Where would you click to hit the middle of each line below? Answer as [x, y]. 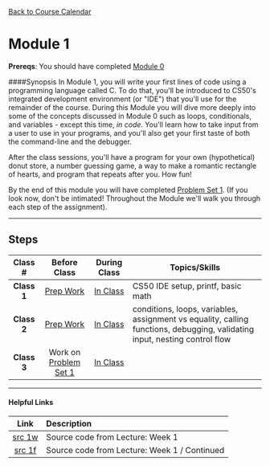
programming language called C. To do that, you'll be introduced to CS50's [133, 90]
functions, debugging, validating [193, 329]
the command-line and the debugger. [70, 141]
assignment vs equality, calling [190, 319]
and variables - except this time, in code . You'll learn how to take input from [133, 125]
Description [69, 423]
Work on [65, 352]
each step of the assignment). [58, 206]
